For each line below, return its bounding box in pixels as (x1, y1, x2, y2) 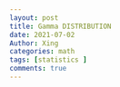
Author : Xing (9, 38, 59, 48)
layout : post (9, 13, 59, 23)
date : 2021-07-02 (9, 30, 75, 39)
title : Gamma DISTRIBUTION (9, 22, 112, 31)
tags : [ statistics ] (9, 55, 88, 64)
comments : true (9, 64, 67, 73)
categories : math (9, 47, 75, 56)
